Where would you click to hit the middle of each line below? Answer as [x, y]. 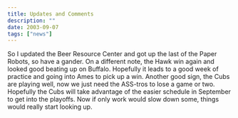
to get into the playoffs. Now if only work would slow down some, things [113, 100]
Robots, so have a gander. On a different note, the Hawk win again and [111, 62]
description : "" [31, 21]
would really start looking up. [50, 107]
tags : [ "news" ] [30, 34]
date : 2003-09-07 [33, 27]
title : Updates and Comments [51, 14]
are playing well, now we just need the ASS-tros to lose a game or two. [111, 84]
